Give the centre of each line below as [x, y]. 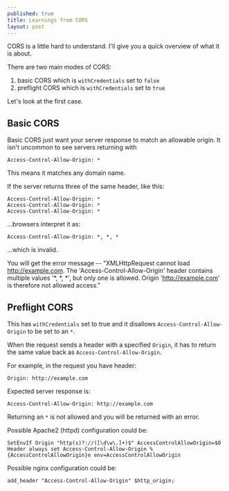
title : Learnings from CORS [48, 20]
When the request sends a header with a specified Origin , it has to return [112, 345]
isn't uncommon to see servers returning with [72, 147]
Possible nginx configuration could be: [62, 468]
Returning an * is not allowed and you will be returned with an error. [103, 417]
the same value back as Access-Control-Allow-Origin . [84, 352]
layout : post [26, 26]
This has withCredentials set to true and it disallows [82, 324]
